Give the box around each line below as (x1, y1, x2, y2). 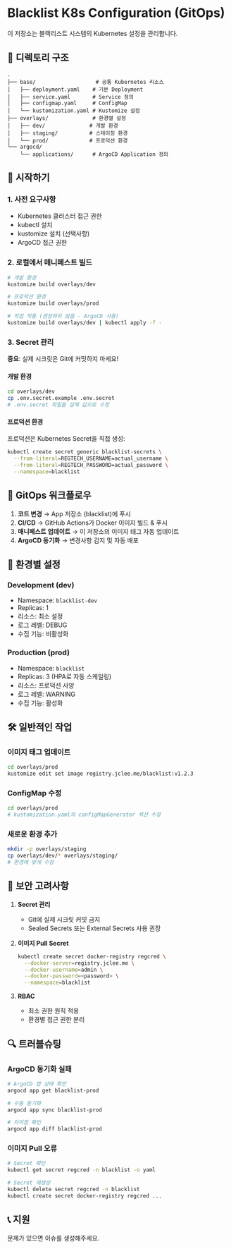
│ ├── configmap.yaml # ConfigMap (7, 99, 128, 106)
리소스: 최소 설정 (17, 612, 63, 621)
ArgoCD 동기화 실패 (7, 1064, 72, 1073)
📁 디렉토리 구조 (7, 51, 69, 64)
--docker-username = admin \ (24, 966, 104, 973)
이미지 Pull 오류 (7, 1144, 58, 1154)
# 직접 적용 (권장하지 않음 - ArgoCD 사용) (7, 312, 119, 320)
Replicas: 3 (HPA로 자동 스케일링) (17, 672, 112, 681)
